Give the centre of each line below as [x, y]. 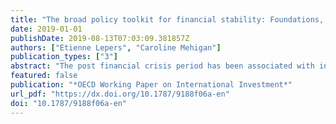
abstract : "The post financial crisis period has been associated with [162, 66]
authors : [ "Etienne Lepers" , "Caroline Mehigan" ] [116, 47]
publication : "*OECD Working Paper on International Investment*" [151, 85]
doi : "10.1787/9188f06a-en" [69, 103]
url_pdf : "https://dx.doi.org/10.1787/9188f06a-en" [120, 94]
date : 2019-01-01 [46, 29]
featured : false [44, 76]
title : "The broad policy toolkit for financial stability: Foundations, [167, 19]
